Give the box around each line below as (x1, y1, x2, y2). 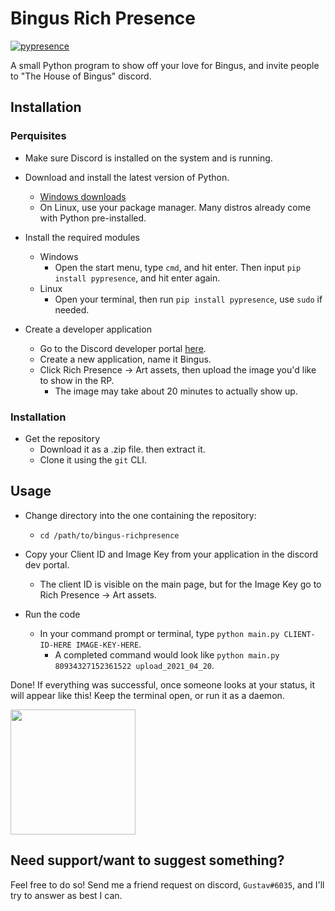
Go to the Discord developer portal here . (39, 342, 207, 354)
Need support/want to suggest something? (10, 852, 285, 869)
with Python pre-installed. (39, 212, 147, 224)
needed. (54, 303, 90, 316)
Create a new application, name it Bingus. (39, 353, 212, 365)
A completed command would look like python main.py (54, 648, 280, 661)
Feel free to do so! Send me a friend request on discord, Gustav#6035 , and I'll (10, 878, 325, 891)
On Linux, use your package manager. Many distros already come (39, 201, 312, 213)
